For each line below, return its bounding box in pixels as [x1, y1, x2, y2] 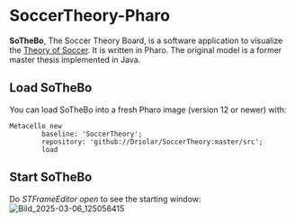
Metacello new [9, 121, 63, 130]
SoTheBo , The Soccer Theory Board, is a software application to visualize [9, 35, 283, 46]
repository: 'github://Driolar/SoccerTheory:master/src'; [41, 137, 264, 147]
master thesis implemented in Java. [9, 54, 141, 65]
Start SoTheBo [9, 170, 93, 185]
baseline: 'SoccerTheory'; [41, 129, 143, 138]
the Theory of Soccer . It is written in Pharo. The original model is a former [9, 44, 282, 55]
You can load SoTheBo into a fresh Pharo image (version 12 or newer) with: [9, 104, 287, 115]
